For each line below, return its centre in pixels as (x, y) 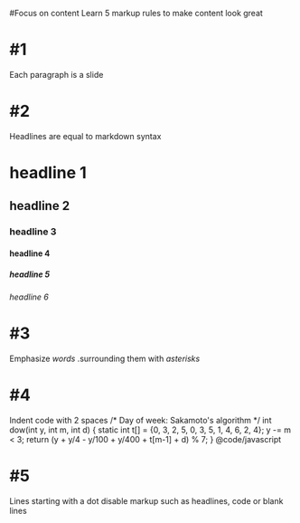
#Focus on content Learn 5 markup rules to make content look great (136, 13)
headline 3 (33, 232)
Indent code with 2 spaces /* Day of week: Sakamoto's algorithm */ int (141, 420)
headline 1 (48, 173)
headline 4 (30, 253)
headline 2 (40, 206)
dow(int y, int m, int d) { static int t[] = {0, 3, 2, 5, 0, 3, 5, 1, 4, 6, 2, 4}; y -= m (150, 430)
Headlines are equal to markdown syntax (85, 136)
